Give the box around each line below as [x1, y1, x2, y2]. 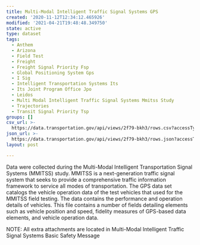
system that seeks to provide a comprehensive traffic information [6, 176, 167, 183]
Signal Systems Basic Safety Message [6, 232, 100, 239]
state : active [6, 25, 42, 32]
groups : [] [6, 114, 33, 120]
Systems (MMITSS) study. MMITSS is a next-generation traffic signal [6, 169, 175, 176]
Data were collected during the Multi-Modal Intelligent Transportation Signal [6, 163, 192, 170]
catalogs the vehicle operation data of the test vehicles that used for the [6, 188, 183, 196]
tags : [6, 36, 20, 42]
